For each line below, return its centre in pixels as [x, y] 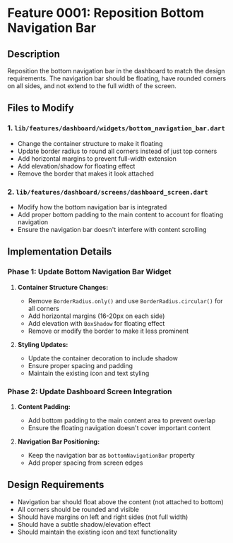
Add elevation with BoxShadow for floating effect [96, 323]
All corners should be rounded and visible [78, 509]
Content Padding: [44, 406]
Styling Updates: [43, 344]
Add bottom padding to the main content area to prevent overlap [122, 420]
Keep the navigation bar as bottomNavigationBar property [112, 455]
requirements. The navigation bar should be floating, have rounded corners [117, 78]
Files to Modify [41, 108]
